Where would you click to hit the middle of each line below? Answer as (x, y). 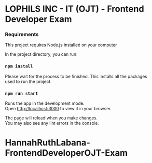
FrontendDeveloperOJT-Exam (66, 153)
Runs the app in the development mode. (45, 103)
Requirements (22, 34)
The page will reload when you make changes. (51, 118)
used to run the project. (28, 81)
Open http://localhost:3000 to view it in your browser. (58, 109)
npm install (19, 66)
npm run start (21, 93)
